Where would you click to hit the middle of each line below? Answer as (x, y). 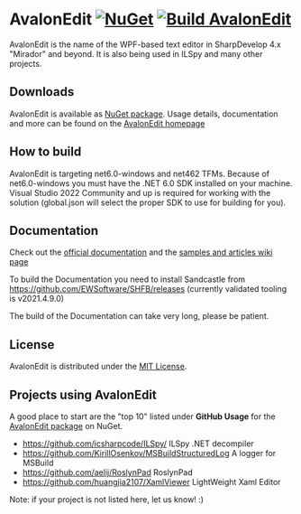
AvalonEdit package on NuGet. (66, 426)
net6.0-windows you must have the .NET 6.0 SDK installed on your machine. (151, 183)
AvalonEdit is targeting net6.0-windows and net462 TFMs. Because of (140, 173)
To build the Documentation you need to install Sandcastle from (128, 279)
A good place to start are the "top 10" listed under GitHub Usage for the (143, 416)
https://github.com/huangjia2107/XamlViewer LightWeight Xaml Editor (151, 482)
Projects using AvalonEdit (83, 394)
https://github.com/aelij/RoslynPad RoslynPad (108, 472)
